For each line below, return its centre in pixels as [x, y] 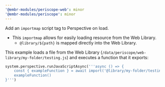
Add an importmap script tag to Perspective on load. [57, 28]
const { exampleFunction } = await [50, 71]
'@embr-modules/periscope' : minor [41, 14]
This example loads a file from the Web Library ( [54, 52]
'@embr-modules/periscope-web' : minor [45, 10]
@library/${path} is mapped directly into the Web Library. [78, 43]
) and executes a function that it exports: [108, 57]
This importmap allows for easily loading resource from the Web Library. [84, 38]
